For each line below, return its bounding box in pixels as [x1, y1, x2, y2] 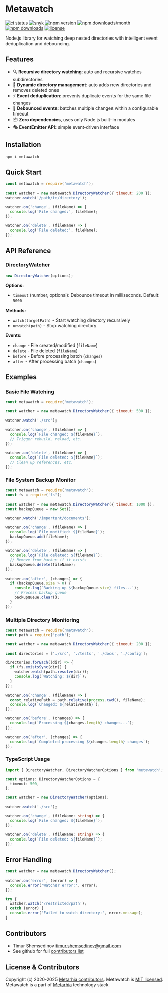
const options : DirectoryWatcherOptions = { [5, 776, 100, 782]
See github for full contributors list [12, 948, 84, 954]
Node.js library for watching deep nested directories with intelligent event [5, 35, 158, 41]
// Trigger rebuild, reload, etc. [10, 436, 82, 441]
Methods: [5, 307, 26, 313]
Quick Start [5, 168, 42, 176]
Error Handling [5, 855, 52, 864]
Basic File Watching [5, 388, 54, 395]
